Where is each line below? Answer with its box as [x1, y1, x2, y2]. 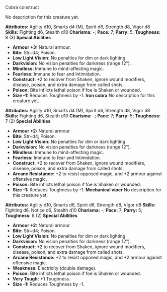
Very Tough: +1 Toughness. [12, 276, 70, 281]
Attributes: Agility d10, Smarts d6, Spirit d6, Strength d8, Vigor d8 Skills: [5, 202, 156, 208]
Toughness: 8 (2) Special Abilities [5, 212, 78, 218]
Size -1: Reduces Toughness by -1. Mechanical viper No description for [12, 187, 162, 193]
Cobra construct [5, 5, 39, 10]
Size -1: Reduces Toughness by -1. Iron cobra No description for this [12, 93, 155, 98]
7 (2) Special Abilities [5, 118, 51, 124]
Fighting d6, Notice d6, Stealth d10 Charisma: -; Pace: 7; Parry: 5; [5, 207, 142, 213]
